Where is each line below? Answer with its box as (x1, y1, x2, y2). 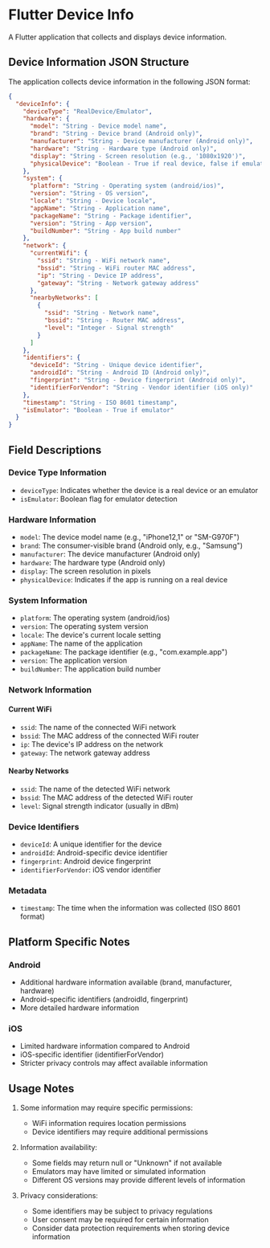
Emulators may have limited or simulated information (31, 1167, 207, 1177)
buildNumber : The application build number (19, 664, 162, 674)
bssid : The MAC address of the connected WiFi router (19, 731, 199, 740)
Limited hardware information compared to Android (19, 1042, 190, 1051)
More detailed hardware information (19, 1003, 139, 1013)
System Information (8, 595, 88, 606)
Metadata (8, 885, 47, 896)
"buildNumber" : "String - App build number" (29, 226, 182, 235)
